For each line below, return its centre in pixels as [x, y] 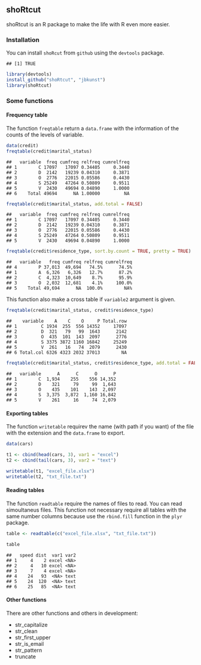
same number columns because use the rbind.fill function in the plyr [94, 516]
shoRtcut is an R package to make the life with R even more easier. [88, 24]
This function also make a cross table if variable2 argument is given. [91, 299]
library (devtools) [29, 74]
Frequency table [27, 115]
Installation [23, 40]
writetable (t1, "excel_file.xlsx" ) [51, 471]
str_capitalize [31, 624]
